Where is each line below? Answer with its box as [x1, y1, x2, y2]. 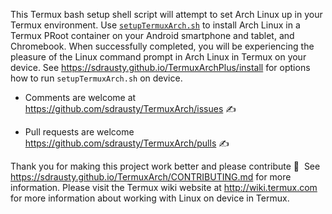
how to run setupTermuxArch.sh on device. [10, 72, 183, 84]
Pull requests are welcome [24, 126, 135, 138]
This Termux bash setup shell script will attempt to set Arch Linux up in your [10, 9, 323, 20]
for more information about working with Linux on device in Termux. [10, 192, 290, 204]
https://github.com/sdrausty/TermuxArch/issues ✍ [24, 103, 237, 114]
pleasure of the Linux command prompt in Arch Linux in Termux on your [10, 51, 307, 63]
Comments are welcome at [24, 92, 137, 103]
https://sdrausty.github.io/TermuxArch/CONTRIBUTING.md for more [10, 171, 292, 183]
